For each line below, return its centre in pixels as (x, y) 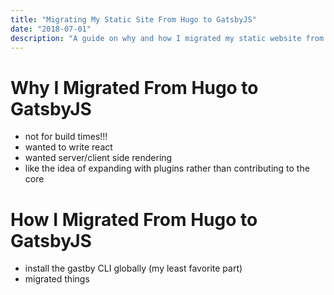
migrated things (57, 279)
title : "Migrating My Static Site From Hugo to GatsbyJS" (133, 19)
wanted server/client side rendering (98, 158)
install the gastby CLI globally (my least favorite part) (133, 268)
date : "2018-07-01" (51, 29)
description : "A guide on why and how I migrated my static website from (167, 38)
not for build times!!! (66, 137)
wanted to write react (68, 147)
